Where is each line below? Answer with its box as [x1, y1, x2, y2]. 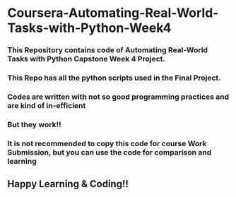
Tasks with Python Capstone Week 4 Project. [7, 54, 166, 64]
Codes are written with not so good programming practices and [7, 92, 230, 102]
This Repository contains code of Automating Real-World [7, 45, 208, 55]
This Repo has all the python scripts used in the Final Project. [7, 73, 221, 83]
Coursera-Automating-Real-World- [7, 5, 219, 21]
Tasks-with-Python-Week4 [7, 20, 172, 36]
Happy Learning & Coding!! [7, 178, 129, 190]
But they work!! [7, 119, 61, 129]
